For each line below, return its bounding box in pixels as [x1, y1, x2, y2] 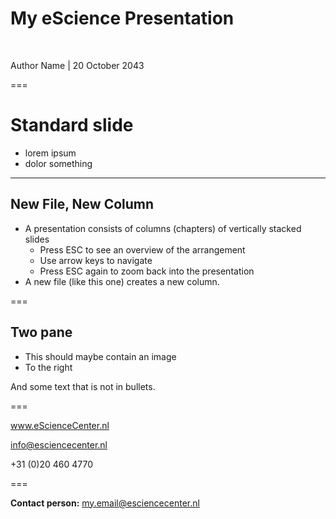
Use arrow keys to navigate [39, 254, 153, 266]
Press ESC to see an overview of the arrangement [39, 243, 246, 256]
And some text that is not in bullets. [10, 380, 156, 392]
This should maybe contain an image [24, 350, 177, 362]
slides [24, 233, 50, 245]
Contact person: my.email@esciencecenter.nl [10, 497, 200, 509]
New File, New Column [10, 196, 155, 213]
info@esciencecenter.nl [10, 438, 108, 451]
